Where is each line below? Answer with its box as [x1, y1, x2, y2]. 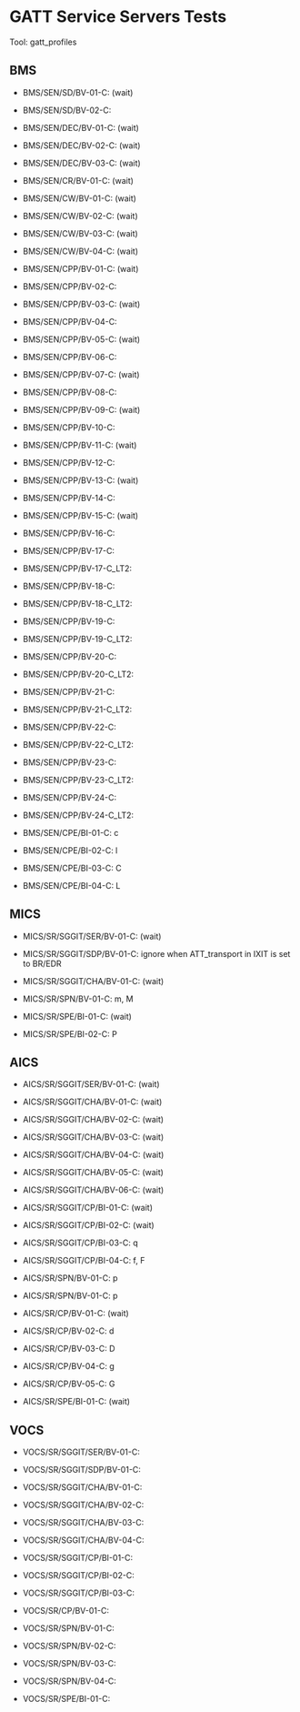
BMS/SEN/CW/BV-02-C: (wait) [22, 210, 138, 221]
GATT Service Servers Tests [9, 6, 227, 27]
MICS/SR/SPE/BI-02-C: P [22, 1028, 118, 1039]
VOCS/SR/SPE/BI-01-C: [22, 1694, 111, 1705]
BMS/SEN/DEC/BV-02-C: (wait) [22, 139, 141, 151]
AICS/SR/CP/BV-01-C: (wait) [22, 1308, 129, 1319]
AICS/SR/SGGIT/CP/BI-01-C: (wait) [22, 1203, 153, 1214]
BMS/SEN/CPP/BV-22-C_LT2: [22, 739, 135, 750]
